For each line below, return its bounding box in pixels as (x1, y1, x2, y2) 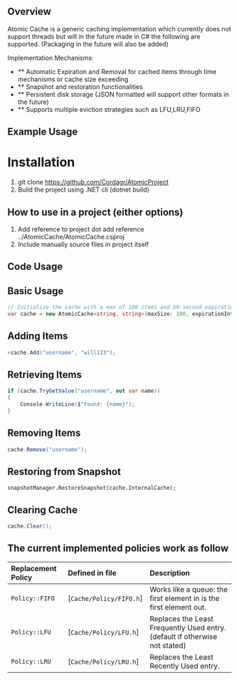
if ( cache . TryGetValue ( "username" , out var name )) (7, 387, 161, 394)
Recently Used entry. (149, 661, 221, 671)
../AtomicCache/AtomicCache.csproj (17, 232, 124, 241)
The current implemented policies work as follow (7, 543, 229, 555)
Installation (7, 155, 75, 170)
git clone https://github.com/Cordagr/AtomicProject (17, 178, 169, 187)
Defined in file (67, 567, 117, 577)
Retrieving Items (7, 368, 82, 380)
